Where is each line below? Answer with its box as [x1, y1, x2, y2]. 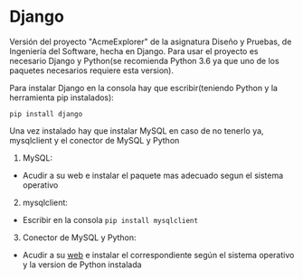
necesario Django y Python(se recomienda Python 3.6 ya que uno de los [9, 55, 279, 66]
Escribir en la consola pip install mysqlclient [22, 214, 199, 225]
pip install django [9, 109, 83, 118]
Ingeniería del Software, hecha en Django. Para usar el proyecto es [9, 45, 259, 56]
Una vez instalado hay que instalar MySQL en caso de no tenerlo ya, [9, 125, 264, 136]
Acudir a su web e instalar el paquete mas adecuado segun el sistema [22, 170, 284, 181]
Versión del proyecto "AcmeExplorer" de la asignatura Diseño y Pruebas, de [9, 36, 292, 47]
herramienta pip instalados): [9, 92, 115, 103]
